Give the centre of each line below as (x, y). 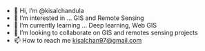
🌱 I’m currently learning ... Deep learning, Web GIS (85, 25)
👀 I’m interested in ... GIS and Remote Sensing (79, 18)
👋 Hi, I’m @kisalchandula (49, 11)
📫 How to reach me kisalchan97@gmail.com (78, 40)
